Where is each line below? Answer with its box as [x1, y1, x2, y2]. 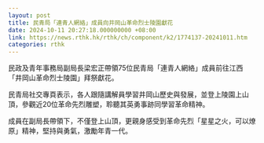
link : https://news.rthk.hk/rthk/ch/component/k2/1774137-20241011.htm [8, 33, 247, 42]
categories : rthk [8, 41, 65, 49]
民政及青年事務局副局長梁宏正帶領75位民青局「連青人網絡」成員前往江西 [8, 64, 244, 73]
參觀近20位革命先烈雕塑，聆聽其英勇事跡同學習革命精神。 [21, 100, 210, 109]
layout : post [8, 11, 51, 20]
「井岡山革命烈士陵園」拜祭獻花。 [8, 73, 119, 82]
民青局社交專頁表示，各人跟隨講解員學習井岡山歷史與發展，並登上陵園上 [8, 90, 242, 99]
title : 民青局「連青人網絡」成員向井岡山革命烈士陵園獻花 [8, 19, 174, 27]
